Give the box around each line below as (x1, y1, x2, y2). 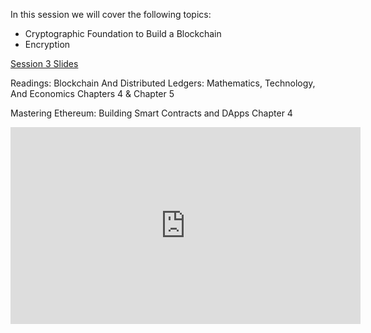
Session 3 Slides (10, 58, 79, 69)
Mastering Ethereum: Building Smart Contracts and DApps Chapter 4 (10, 107, 293, 119)
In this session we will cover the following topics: (10, 9, 212, 20)
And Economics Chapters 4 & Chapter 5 (10, 88, 175, 99)
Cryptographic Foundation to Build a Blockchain (24, 28, 222, 39)
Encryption (24, 39, 71, 50)
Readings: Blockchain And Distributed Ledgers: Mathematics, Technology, (10, 77, 316, 89)
